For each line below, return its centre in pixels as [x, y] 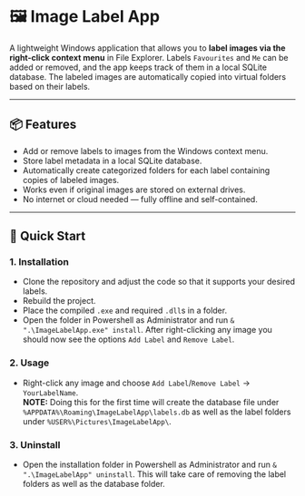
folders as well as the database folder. [93, 484]
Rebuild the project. [59, 301]
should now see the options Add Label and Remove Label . [128, 339]
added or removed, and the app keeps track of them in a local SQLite [138, 67]
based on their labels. [50, 86]
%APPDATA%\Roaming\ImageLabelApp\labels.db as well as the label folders [157, 412]
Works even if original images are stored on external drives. [134, 190]
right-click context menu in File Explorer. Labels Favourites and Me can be [149, 57]
